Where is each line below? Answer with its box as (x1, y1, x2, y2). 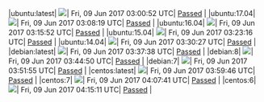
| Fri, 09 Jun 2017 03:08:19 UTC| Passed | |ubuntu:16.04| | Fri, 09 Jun (16, 18, 256, 27)
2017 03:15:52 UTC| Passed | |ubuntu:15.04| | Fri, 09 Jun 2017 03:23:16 (8, 28, 253, 37)
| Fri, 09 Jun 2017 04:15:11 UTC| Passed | (16, 85, 153, 94)
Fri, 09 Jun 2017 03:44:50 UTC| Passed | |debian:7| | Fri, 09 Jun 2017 (8, 56, 248, 66)
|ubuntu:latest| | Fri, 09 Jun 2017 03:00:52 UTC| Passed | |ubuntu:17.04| (8, 9, 256, 18)
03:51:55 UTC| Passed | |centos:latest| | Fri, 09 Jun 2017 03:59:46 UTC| (8, 66, 256, 75)
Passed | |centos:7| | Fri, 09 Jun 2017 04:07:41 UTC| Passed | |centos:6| (8, 75, 257, 84)
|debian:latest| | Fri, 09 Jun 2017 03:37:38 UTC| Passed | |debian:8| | (8, 47, 254, 56)
